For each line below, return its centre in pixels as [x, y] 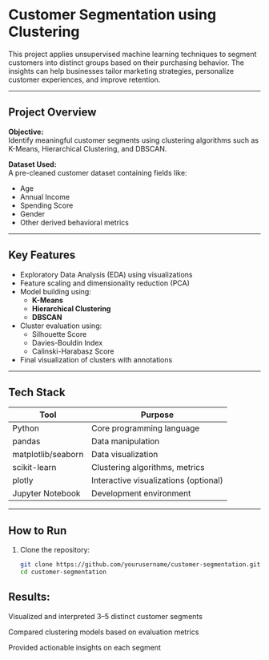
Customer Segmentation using [112, 15]
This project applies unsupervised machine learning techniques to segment [132, 54]
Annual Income [45, 196]
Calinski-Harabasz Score [73, 351]
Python [26, 428]
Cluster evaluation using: [61, 326]
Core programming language [146, 428]
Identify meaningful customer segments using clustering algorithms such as [133, 140]
